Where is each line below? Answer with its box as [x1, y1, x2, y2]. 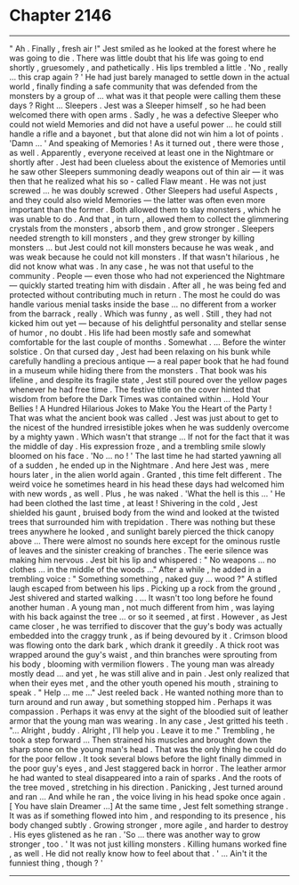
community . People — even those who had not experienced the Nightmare [9, 270, 286, 281]
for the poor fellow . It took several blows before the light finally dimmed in [9, 753, 282, 764]
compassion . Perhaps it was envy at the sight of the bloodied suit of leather [9, 706, 289, 717]
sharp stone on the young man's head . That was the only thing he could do [9, 743, 287, 754]
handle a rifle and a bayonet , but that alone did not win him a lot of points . [9, 128, 284, 139]
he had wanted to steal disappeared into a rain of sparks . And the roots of [9, 772, 282, 783]
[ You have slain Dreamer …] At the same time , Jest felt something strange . [9, 800, 289, 811]
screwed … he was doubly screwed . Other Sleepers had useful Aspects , [9, 184, 279, 196]
